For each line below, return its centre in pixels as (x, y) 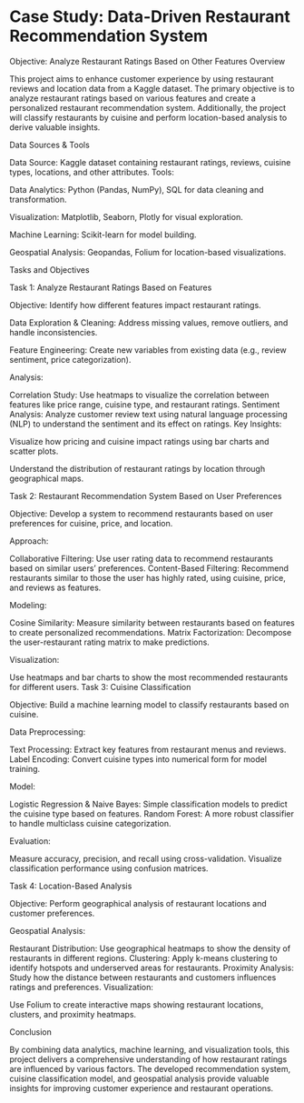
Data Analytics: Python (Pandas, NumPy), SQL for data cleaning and (137, 189)
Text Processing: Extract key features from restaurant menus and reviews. (148, 749)
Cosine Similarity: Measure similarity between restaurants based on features (152, 622)
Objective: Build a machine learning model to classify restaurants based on (149, 704)
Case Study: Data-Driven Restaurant (150, 17)
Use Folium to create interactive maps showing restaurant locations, (137, 1004)
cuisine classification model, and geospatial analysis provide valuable (139, 1078)
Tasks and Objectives (49, 269)
